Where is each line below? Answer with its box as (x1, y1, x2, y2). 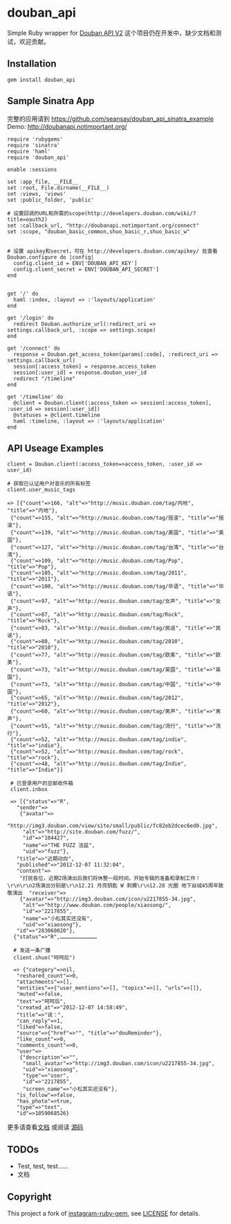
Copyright (7, 1191, 52, 1202)
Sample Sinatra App (7, 95, 95, 107)
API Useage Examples (7, 442, 104, 454)
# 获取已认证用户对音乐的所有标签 (7, 480, 91, 487)
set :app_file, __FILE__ (7, 178, 79, 185)
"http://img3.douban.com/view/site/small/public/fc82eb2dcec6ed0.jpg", (7, 822, 218, 830)
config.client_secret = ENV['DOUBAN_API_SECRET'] (13, 266, 159, 273)
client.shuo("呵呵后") (13, 954, 76, 962)
